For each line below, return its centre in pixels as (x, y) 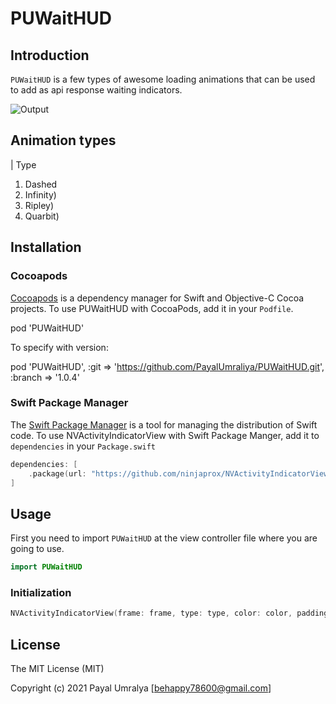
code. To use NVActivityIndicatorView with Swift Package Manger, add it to (165, 435)
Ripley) (39, 205)
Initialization (41, 593)
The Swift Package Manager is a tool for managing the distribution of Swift (164, 424)
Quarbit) (42, 216)
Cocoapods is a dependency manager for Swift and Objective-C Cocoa (157, 298)
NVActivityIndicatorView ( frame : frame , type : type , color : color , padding (169, 613)
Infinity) (40, 194)
